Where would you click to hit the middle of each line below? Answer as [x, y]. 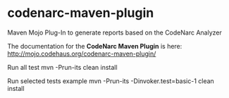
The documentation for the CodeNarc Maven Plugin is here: [95, 46]
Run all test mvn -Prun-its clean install [62, 67]
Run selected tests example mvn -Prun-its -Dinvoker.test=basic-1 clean [111, 81]
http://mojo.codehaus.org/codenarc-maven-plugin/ [82, 54]
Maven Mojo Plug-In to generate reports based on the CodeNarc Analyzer [114, 32]
